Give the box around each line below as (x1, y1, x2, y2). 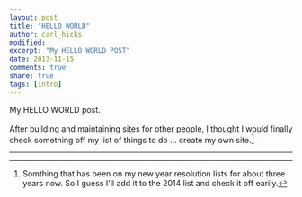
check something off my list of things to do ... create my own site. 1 (9, 133, 254, 145)
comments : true (9, 64, 67, 73)
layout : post (9, 13, 58, 22)
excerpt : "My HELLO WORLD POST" (9, 47, 130, 56)
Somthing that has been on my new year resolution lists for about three (22, 168, 286, 179)
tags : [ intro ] (9, 80, 63, 89)
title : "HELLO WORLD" (9, 21, 91, 30)
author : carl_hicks (9, 30, 83, 39)
